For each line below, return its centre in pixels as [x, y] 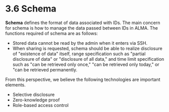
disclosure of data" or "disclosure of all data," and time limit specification [88, 59]
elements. [16, 85]
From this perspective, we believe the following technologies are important [83, 79]
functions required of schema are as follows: [52, 33]
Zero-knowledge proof [36, 100]
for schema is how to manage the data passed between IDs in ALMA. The [81, 28]
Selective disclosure [34, 94]
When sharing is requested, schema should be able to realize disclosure [87, 48]
